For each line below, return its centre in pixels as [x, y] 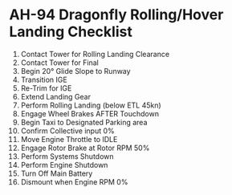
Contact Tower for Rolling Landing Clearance [95, 54]
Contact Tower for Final [59, 63]
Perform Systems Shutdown [67, 156]
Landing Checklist [71, 32]
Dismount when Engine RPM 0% [74, 181]
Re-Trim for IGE [46, 88]
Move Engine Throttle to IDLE [69, 139]
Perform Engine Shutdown [64, 165]
